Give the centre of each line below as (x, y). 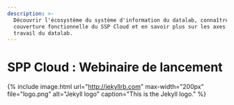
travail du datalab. (43, 33)
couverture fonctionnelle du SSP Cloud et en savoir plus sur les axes (120, 26)
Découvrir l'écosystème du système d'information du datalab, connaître (121, 20)
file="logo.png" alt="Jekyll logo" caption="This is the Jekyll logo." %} (107, 94)
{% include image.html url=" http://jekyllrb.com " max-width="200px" (106, 87)
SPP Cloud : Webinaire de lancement (115, 67)
